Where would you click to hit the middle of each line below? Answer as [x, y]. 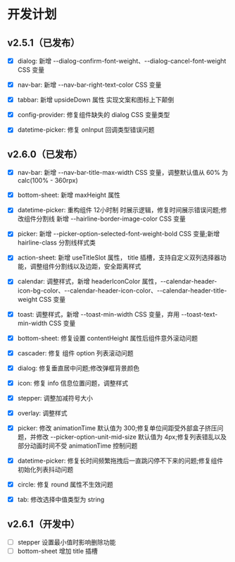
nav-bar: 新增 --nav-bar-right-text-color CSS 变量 [89, 85]
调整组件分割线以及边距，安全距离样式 [85, 267]
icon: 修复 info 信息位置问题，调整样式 [73, 383]
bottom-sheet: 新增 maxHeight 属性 [69, 195]
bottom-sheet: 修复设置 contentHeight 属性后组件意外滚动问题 [108, 338]
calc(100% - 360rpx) [48, 181]
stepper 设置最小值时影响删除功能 [66, 542]
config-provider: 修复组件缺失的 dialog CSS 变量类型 [94, 115]
